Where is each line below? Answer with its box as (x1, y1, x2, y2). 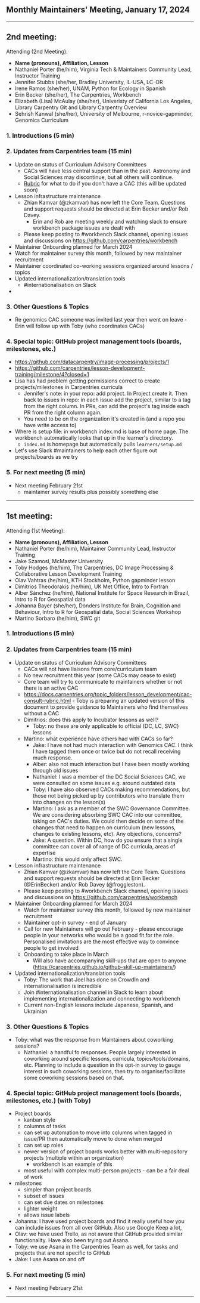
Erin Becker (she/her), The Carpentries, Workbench (14, 91, 142, 98)
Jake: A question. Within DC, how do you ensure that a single (32, 836, 183, 844)
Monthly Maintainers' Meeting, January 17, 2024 (6, 5, 190, 15)
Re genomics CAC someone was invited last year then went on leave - (14, 316, 187, 323)
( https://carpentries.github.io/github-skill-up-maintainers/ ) (32, 963, 177, 970)
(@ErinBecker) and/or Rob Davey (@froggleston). (23, 881, 145, 888)
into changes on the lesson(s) (32, 798, 106, 805)
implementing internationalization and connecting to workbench (23, 995, 180, 1002)
